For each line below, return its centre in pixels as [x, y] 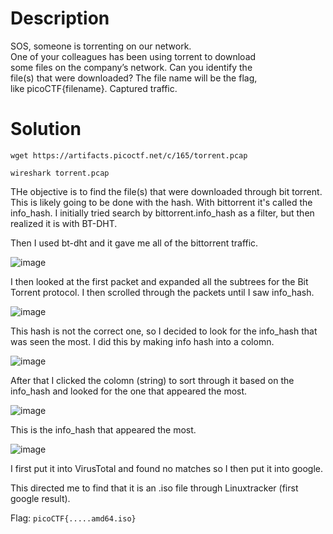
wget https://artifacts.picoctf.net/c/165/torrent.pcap [129, 155]
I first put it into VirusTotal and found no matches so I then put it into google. [167, 468]
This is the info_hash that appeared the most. [103, 429]
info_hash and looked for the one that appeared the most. [129, 391]
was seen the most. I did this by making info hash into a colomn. [142, 341]
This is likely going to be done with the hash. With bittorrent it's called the [161, 202]
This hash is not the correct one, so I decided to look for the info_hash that [164, 331]
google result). [40, 498]
